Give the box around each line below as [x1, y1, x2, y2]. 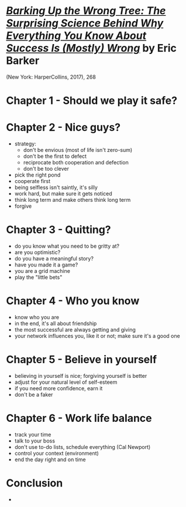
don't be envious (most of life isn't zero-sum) [23, 147, 133, 154]
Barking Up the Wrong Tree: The [6, 4, 166, 18]
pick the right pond [14, 171, 61, 178]
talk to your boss [14, 437, 56, 444]
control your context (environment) [14, 449, 99, 457]
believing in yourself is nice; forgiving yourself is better [14, 372, 147, 379]
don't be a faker [14, 391, 53, 398]
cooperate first [14, 178, 51, 185]
